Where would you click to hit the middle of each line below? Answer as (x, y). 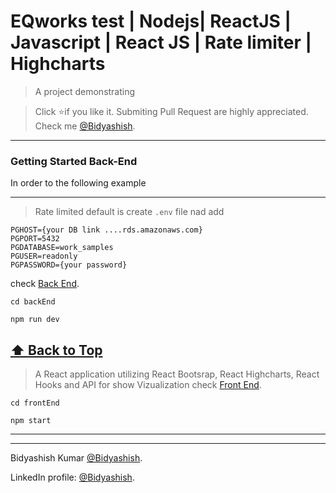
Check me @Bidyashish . (85, 126)
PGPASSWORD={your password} (69, 265)
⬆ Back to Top (56, 350)
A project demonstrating (85, 91)
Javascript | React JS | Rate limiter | (161, 42)
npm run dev (35, 320)
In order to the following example (78, 183)
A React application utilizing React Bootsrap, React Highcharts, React (177, 374)
